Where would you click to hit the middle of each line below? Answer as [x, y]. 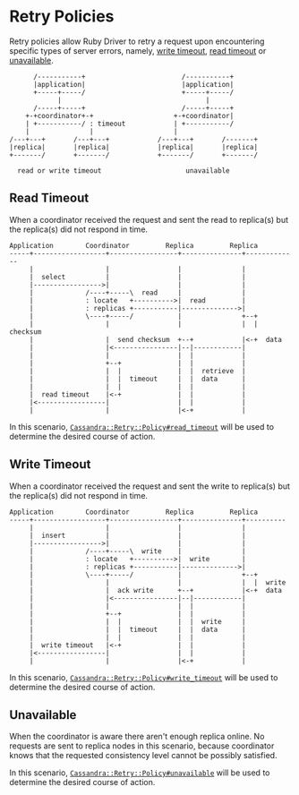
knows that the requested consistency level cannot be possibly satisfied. [143, 756]
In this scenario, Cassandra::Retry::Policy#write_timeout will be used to [144, 677]
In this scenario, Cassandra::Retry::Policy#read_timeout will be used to [142, 426]
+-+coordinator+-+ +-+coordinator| [130, 115]
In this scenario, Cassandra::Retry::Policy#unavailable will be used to [140, 773]
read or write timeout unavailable [124, 171]
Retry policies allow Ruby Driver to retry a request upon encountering [137, 41]
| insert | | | [137, 535]
